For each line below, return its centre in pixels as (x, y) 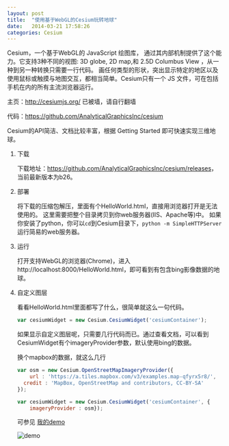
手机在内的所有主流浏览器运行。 (52, 87)
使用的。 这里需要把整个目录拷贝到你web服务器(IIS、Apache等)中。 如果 (119, 215)
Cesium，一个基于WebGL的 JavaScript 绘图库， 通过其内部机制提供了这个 (111, 53)
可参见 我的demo (41, 422)
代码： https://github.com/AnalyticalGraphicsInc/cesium (85, 116)
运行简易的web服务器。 (50, 232)
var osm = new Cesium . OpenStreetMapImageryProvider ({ (95, 371)
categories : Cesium (35, 33)
